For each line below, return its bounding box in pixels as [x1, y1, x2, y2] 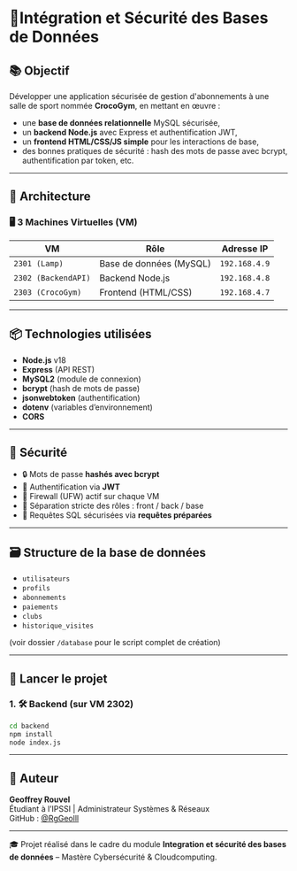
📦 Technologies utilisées [9, 327, 152, 342]
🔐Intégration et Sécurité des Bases [9, 8, 269, 28]
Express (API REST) [21, 364, 95, 374]
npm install [9, 729, 53, 738]
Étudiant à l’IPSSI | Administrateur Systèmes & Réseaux [9, 804, 210, 814]
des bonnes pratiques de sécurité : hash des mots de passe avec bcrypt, [21, 146, 288, 156]
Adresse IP [221, 243, 269, 255]
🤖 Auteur [9, 770, 59, 786]
